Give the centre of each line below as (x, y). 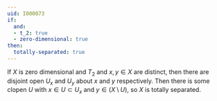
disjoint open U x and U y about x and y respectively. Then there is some (108, 82)
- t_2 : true (31, 33)
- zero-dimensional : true (51, 39)
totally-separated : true (49, 53)
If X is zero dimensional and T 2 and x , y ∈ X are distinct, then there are (108, 72)
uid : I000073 (26, 13)
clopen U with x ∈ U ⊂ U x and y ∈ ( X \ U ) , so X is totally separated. (104, 91)
